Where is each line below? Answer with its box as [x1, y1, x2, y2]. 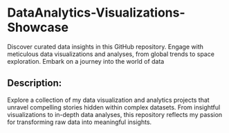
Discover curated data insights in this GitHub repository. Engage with [7, 42, 204, 51]
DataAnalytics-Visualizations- [7, 5, 185, 21]
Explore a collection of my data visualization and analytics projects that [7, 96, 210, 104]
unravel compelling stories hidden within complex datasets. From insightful [7, 103, 221, 112]
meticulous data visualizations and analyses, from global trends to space [7, 50, 214, 58]
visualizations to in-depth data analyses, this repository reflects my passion [7, 110, 223, 118]
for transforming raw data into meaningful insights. [7, 118, 152, 126]
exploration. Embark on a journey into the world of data [7, 57, 165, 65]
